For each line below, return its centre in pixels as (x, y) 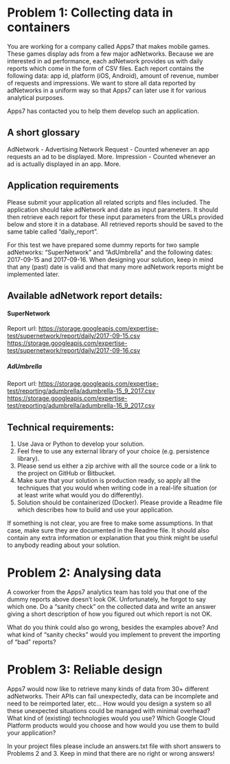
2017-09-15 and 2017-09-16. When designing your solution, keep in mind (111, 259)
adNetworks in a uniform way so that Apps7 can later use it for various (107, 90)
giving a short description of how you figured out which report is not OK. (110, 614)
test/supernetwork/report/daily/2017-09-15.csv (74, 336)
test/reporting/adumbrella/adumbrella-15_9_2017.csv (81, 391)
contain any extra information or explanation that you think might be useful (113, 537)
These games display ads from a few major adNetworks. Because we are (111, 54)
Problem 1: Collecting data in (90, 13)
